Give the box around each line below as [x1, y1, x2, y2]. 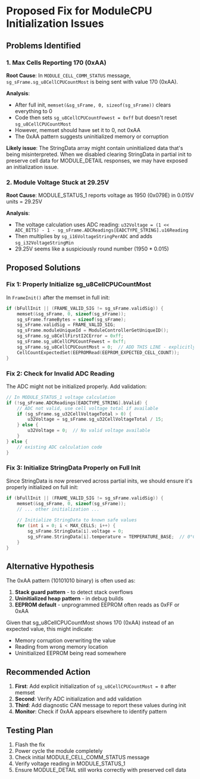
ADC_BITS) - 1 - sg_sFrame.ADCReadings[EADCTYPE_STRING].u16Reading [14, 227, 189, 233]
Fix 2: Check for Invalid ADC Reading [6, 369, 115, 377]
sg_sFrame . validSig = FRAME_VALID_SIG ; [17, 322, 116, 328]
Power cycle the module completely [14, 747, 103, 755]
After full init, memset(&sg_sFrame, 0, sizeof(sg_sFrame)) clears [14, 101, 171, 108]
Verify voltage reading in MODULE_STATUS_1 [14, 760, 126, 767]
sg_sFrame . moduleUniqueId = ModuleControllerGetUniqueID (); [17, 327, 169, 334]
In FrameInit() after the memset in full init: [6, 293, 110, 301]
